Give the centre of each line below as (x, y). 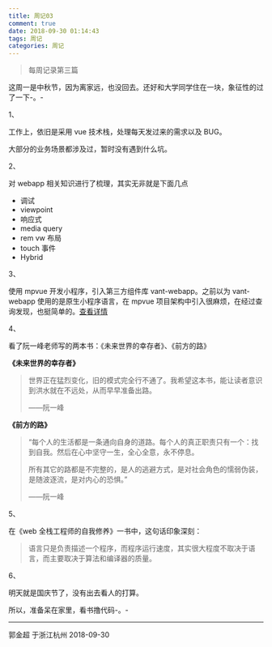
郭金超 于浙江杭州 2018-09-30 (59, 635)
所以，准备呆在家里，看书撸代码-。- (68, 610)
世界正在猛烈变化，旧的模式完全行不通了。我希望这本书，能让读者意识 (145, 381)
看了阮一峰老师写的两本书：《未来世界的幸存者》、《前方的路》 (109, 346)
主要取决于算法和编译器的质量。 (103, 559)
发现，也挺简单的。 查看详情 (61, 312)
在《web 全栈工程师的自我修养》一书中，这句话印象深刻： (105, 531)
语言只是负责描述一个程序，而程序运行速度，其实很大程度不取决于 (138, 548)
